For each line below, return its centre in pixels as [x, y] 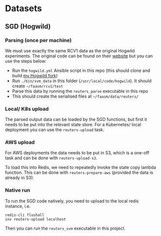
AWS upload [20, 142]
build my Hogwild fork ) [35, 75]
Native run [18, 190]
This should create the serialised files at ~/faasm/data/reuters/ [75, 96]
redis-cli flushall [25, 215]
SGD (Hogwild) [28, 26]
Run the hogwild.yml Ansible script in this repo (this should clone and [81, 70]
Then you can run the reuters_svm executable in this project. [65, 228]
